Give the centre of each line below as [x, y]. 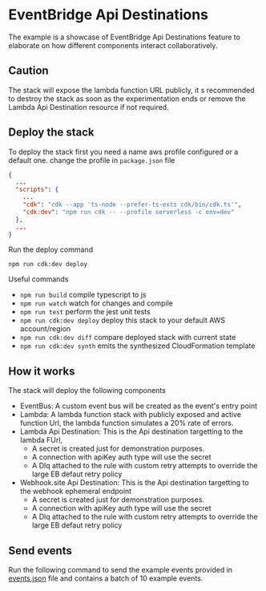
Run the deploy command [51, 249]
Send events [40, 551]
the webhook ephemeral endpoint [76, 492]
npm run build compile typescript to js [83, 295]
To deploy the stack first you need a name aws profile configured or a [123, 152]
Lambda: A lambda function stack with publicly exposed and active [131, 415]
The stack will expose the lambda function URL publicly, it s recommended [131, 90]
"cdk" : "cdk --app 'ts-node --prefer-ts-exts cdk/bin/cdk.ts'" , [132, 205]
